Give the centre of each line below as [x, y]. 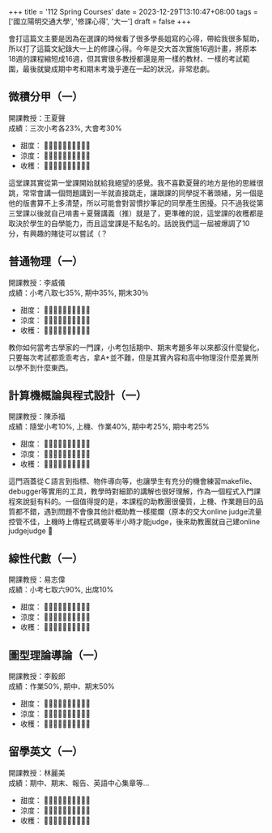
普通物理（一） [46, 261]
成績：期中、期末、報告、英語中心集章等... [79, 783]
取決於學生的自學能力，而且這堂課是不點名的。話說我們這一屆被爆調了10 [129, 223]
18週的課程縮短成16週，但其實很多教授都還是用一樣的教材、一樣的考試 [125, 59]
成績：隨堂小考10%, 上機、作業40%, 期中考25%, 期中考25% [109, 427]
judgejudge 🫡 [31, 531]
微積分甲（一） [46, 97]
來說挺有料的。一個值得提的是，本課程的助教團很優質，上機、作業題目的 [136, 502]
